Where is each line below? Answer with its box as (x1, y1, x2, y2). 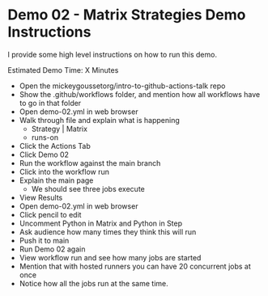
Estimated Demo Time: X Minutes (7, 65, 119, 74)
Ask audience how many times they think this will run (19, 226, 197, 236)
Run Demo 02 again (19, 244, 86, 254)
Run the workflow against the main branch (19, 158, 161, 167)
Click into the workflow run (19, 167, 110, 176)
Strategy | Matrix (31, 124, 88, 133)
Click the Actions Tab (19, 141, 91, 150)
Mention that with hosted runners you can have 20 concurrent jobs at (19, 261, 252, 271)
